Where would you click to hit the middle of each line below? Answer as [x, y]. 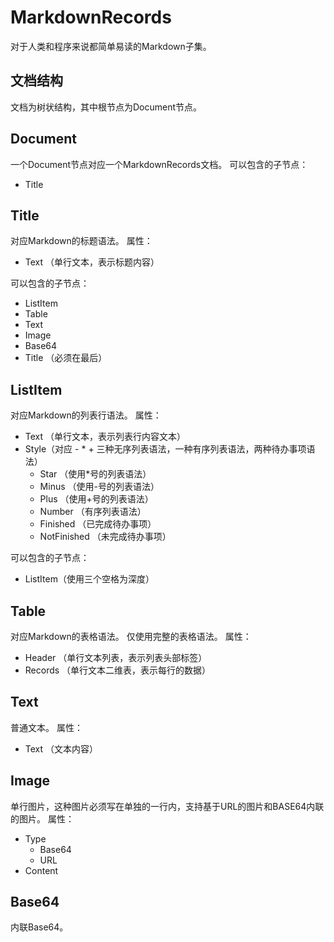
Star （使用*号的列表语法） [95, 474]
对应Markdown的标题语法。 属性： [81, 241]
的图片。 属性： [42, 818]
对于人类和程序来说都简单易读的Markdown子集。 [111, 46]
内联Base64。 [39, 927]
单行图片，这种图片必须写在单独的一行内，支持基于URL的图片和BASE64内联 [167, 806]
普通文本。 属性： [46, 727]
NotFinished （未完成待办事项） [105, 537]
